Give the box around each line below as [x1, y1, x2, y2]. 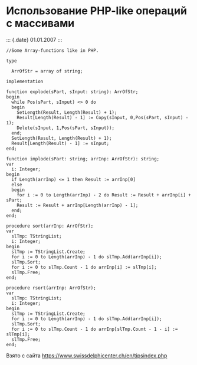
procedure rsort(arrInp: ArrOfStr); [6, 285, 96, 291]
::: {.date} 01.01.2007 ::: [6, 36, 63, 43]
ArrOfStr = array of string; [11, 68, 83, 74]
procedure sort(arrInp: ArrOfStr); [6, 223, 94, 229]
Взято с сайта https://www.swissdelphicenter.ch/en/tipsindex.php [6, 352, 168, 359]
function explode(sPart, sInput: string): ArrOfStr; [6, 88, 139, 95]
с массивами [6, 17, 75, 30]
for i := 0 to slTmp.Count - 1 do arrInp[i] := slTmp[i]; [11, 264, 157, 270]
